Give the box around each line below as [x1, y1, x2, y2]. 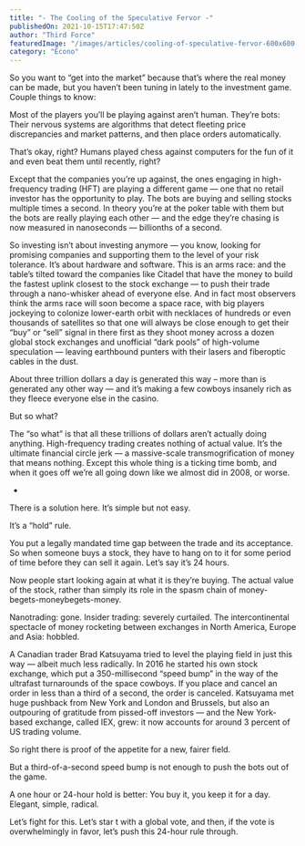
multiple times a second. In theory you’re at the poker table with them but [9, 202, 285, 214]
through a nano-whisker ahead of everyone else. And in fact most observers [9, 288, 296, 299]
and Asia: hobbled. [9, 631, 80, 643]
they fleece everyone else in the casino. [9, 393, 159, 404]
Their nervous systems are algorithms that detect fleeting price [9, 119, 247, 130]
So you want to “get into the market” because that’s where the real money [9, 72, 287, 83]
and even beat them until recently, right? [9, 156, 161, 167]
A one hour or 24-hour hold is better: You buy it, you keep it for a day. [9, 789, 271, 800]
